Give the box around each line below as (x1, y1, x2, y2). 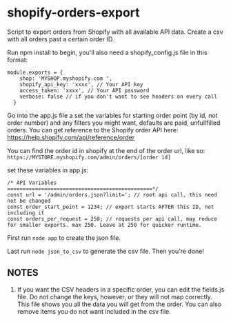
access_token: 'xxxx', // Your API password (19, 87, 150, 94)
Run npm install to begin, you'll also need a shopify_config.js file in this (7, 48, 208, 57)
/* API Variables (7, 179, 57, 186)
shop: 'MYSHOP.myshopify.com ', (19, 74, 112, 82)
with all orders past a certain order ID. (7, 34, 114, 43)
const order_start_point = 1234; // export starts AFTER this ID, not (7, 203, 214, 210)
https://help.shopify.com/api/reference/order (7, 133, 135, 141)
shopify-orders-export (7, 5, 140, 21)
